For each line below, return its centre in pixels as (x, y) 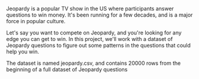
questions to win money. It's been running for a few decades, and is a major (99, 15)
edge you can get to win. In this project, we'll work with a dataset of (90, 39)
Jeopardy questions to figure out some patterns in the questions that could (99, 45)
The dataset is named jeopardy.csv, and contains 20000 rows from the (94, 63)
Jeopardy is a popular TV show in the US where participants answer (90, 9)
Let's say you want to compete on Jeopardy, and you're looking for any (94, 33)
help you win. (23, 52)
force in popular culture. (36, 21)
